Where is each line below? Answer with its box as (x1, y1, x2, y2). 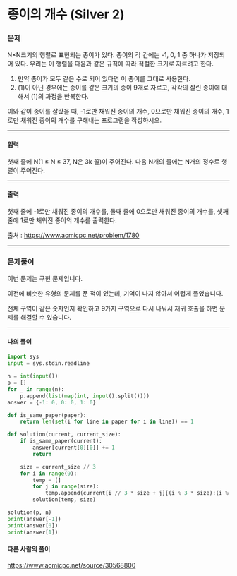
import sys (7, 354, 39, 361)
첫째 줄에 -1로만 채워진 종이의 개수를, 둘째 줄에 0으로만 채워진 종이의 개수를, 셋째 (7, 207, 229, 215)
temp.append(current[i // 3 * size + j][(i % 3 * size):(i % (44, 490, 229, 497)
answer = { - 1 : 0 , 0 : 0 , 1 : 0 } (7, 399, 97, 406)
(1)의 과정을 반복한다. (30, 92, 90, 101)
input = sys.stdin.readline (7, 360, 90, 367)
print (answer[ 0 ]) (7, 522, 59, 529)
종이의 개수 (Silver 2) (7, 6, 125, 23)
